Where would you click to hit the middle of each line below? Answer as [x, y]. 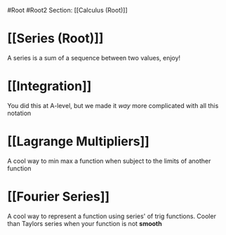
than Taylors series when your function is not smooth [85, 223]
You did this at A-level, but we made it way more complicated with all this [113, 105]
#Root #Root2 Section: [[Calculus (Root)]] [67, 10]
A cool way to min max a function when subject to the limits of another [109, 161]
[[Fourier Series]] [59, 196]
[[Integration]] [49, 86]
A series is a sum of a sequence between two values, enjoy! [94, 58]
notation [19, 113]
